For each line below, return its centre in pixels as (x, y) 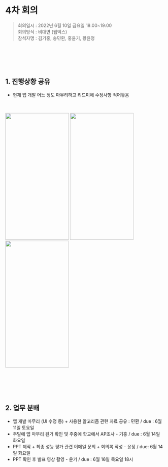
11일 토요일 (23, 427)
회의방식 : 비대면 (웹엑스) (42, 31)
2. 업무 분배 (22, 408)
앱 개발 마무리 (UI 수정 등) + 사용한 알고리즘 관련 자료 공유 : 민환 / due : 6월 (87, 421)
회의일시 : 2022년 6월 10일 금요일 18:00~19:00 (65, 25)
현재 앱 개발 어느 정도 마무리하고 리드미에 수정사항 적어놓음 (71, 95)
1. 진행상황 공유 (28, 82)
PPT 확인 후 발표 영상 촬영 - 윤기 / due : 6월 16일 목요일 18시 (73, 459)
